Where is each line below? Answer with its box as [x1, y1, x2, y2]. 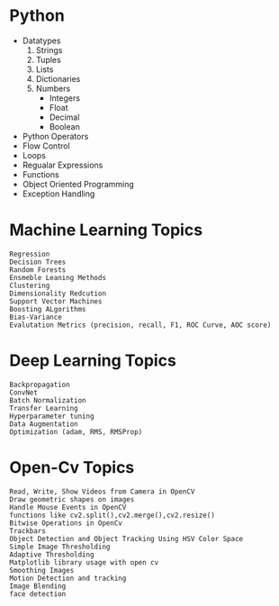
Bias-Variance [9, 312, 63, 321]
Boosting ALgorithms [9, 304, 87, 313]
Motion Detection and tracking [9, 574, 127, 583]
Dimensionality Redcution [9, 289, 106, 298]
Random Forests [9, 265, 67, 275]
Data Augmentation [9, 420, 78, 429]
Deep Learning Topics [9, 350, 177, 371]
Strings [35, 44, 63, 55]
